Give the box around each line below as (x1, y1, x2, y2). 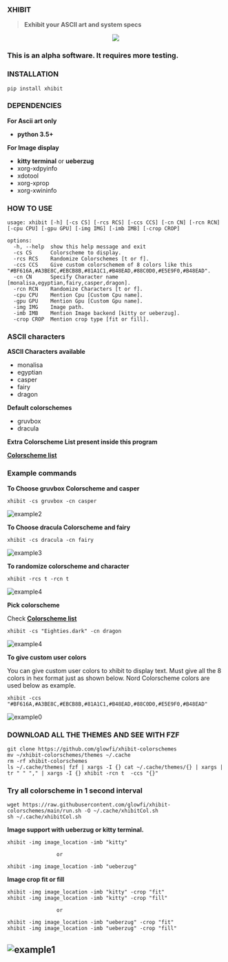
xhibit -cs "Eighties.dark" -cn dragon (7, 628, 122, 634)
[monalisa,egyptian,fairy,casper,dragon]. (7, 280, 131, 287)
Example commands (7, 469, 77, 478)
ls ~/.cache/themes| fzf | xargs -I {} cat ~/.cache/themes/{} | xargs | (7, 764, 224, 771)
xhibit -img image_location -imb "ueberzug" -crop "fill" (7, 925, 177, 932)
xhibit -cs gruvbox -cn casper (7, 498, 97, 504)
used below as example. (7, 681, 76, 689)
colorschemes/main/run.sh (7, 807, 81, 815)
